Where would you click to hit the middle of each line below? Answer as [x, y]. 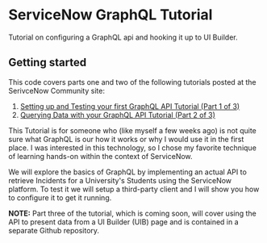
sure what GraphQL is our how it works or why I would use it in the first [126, 139]
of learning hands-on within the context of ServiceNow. [100, 156]
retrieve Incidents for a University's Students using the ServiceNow [120, 180]
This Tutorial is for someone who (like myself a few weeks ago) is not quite [132, 130]
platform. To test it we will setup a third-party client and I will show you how [134, 189]
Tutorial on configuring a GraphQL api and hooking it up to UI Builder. [123, 37]
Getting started [48, 63]
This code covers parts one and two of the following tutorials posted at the [132, 82]
